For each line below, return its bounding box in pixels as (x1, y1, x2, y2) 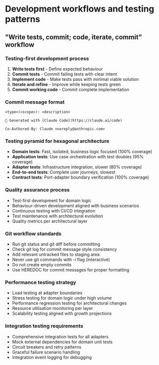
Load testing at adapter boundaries (12, 290, 82, 296)
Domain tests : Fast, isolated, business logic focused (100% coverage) (12, 149, 153, 154)
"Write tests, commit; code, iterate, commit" (5, 33, 142, 41)
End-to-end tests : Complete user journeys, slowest (12, 169, 115, 175)
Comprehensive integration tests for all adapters (12, 334, 109, 339)
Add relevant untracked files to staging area (12, 252, 100, 258)
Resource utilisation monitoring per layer (12, 305, 93, 311)
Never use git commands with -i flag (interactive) (12, 257, 110, 262)
